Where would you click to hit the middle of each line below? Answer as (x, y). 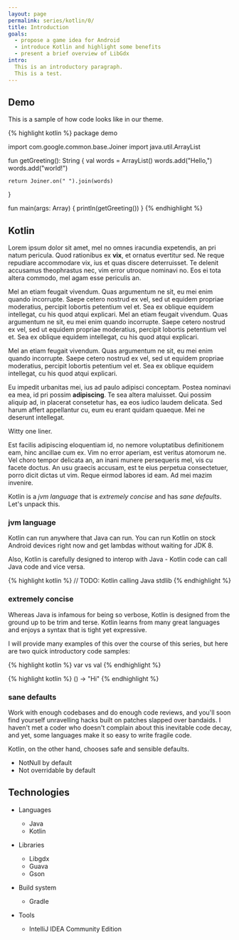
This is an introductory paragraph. (69, 67)
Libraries (31, 845)
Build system (37, 887)
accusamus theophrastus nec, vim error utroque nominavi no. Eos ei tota (115, 270)
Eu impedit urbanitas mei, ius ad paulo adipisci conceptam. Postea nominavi (119, 388)
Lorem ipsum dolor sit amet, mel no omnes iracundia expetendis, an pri (112, 248)
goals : (18, 34)
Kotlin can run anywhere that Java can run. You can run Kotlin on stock (112, 538)
